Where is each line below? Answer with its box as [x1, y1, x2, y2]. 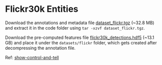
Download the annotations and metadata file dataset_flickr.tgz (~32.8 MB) [5, 20, 155, 26]
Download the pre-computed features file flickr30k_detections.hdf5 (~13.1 [5, 34, 155, 40]
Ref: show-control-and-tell [5, 54, 59, 60]
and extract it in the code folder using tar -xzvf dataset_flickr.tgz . [5, 25, 145, 31]
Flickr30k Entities [5, 3, 79, 15]
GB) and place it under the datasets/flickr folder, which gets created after [5, 39, 157, 45]
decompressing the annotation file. [5, 45, 76, 51]
